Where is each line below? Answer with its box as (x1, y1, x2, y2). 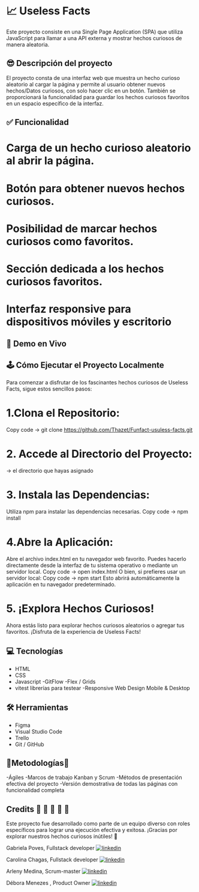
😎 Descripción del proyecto (6, 58, 113, 68)
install (6, 514, 21, 522)
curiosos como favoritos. (6, 234, 134, 248)
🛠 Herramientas (6, 703, 69, 713)
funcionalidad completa (6, 787, 65, 794)
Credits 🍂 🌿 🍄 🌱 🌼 (6, 804, 70, 814)
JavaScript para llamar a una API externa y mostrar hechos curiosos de (6, 34, 182, 41)
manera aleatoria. (6, 41, 50, 48)
